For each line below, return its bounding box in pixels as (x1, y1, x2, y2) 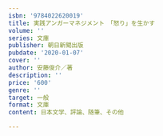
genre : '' (8, 86, 42, 94)
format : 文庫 (8, 101, 50, 109)
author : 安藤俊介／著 (8, 64, 74, 72)
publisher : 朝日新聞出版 (8, 42, 84, 50)
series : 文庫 (8, 34, 50, 42)
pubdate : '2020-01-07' (8, 49, 84, 57)
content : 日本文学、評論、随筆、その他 (8, 109, 124, 117)
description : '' (8, 71, 62, 79)
